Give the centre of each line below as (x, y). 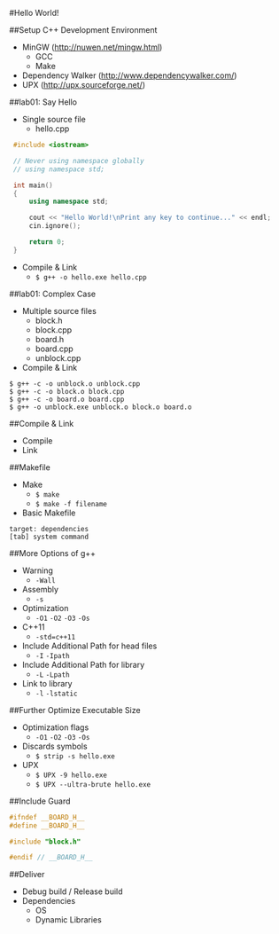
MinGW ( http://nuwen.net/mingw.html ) (92, 47)
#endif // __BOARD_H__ (51, 858)
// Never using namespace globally (78, 161)
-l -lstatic (56, 694)
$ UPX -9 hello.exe (71, 775)
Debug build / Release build (72, 891)
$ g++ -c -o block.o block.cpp (67, 391)
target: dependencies (49, 529)
